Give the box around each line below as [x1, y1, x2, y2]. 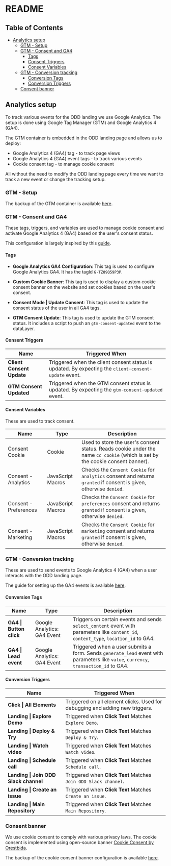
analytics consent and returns [81, 473, 155, 480]
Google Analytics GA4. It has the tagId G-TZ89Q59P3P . [12, 268, 123, 275]
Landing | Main [8, 801, 45, 808]
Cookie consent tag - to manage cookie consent [12, 161, 115, 167]
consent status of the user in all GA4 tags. [12, 305, 101, 311]
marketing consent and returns [81, 528, 155, 535]
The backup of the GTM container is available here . [5, 201, 113, 207]
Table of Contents [5, 23, 64, 32]
